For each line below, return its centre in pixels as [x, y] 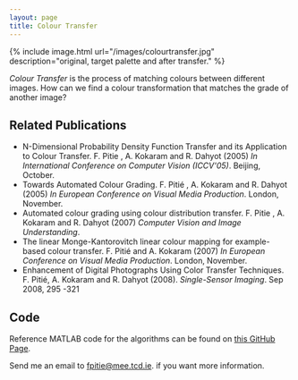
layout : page [34, 17]
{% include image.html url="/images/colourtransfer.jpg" [112, 51]
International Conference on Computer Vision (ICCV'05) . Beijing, [141, 165]
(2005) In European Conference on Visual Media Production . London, [150, 194]
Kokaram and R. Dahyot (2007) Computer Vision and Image [132, 223]
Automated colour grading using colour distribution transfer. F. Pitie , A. [153, 213]
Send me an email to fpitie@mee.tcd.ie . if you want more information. [137, 366]
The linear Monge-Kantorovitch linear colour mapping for [128, 241]
